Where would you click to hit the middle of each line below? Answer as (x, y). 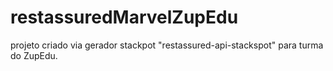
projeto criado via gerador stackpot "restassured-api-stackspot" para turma (167, 45)
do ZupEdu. (34, 55)
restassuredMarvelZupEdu (124, 17)
